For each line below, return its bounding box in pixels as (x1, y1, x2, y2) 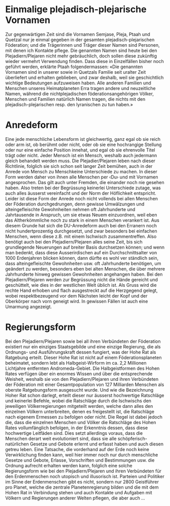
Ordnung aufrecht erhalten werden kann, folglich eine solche (5, 462, 133, 468)
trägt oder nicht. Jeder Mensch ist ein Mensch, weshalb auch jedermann (5, 152, 157, 158)
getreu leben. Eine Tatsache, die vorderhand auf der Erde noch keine (5, 446, 150, 452)
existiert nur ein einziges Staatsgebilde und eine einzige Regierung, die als (5, 343, 161, 349)
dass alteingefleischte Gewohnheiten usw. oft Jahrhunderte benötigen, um (5, 260, 161, 266)
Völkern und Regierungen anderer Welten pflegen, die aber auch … (5, 495, 146, 501)
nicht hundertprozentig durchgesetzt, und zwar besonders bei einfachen (5, 228, 157, 234)
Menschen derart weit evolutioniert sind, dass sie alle (5, 435, 117, 441)
